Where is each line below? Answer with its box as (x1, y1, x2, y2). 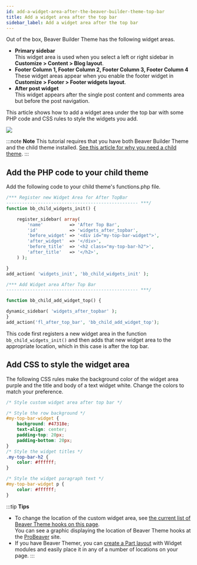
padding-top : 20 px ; (17, 432, 65, 438)
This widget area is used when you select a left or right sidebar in (14, 54, 174, 61)
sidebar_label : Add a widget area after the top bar (6, 20, 139, 25)
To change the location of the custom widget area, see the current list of (14, 514, 191, 521)
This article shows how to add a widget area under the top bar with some (6, 109, 184, 116)
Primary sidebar (14, 47, 55, 54)
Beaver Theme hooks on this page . (14, 521, 100, 528)
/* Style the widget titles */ (6, 449, 83, 454)
